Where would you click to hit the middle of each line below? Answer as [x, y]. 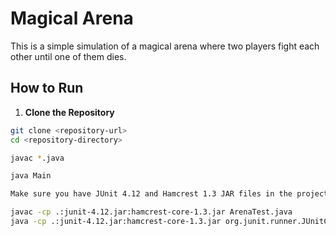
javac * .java [37, 158]
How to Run [47, 88]
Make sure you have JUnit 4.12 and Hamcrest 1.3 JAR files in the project [169, 194]
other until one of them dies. [68, 56]
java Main [31, 176]
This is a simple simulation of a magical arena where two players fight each [165, 46]
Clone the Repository [69, 112]
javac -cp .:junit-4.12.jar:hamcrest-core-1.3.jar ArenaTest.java [151, 212]
